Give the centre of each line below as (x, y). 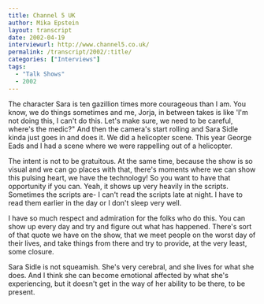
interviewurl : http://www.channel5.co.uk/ (79, 45)
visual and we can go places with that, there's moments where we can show (132, 169)
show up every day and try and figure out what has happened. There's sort (130, 226)
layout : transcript (40, 30)
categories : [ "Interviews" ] (54, 60)
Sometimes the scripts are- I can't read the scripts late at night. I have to (125, 195)
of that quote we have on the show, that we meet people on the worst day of (132, 235)
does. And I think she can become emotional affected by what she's (118, 275)
